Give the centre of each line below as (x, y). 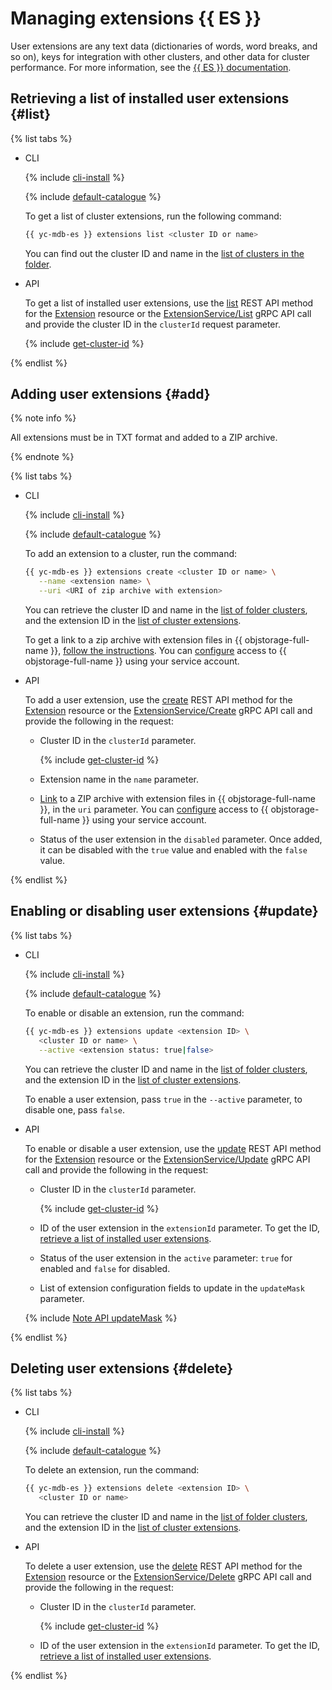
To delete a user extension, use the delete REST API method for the (163, 1566)
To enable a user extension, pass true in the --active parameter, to (163, 1099)
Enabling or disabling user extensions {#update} (164, 911)
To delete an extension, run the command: (112, 1470)
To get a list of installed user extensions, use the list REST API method (169, 303)
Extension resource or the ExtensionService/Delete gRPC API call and (168, 1577)
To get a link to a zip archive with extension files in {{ (133, 640)
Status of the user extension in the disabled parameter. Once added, (181, 839)
